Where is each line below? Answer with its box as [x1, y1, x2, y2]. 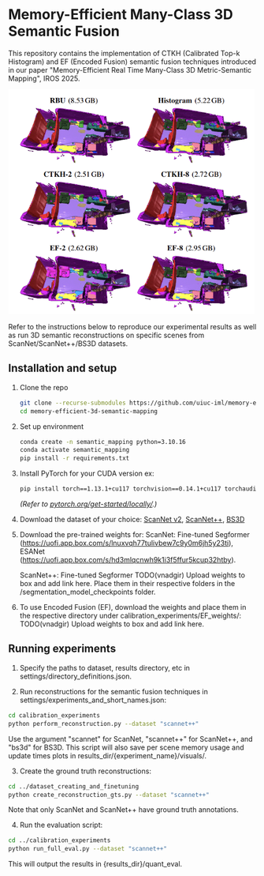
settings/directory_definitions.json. [19, 671, 132, 681]
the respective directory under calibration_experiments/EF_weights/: [19, 611, 242, 621]
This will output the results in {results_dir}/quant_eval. [8, 859, 183, 869]
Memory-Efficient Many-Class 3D [8, 6, 234, 24]
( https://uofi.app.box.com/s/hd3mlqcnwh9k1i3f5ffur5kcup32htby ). [19, 555, 236, 565]
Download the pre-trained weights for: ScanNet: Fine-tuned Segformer [19, 530, 251, 540]
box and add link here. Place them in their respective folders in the [19, 579, 236, 588]
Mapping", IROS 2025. [8, 73, 80, 83]
